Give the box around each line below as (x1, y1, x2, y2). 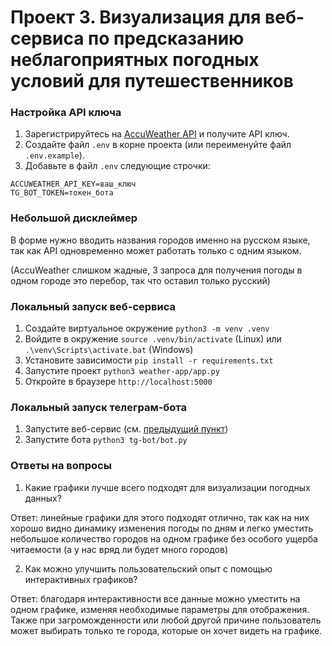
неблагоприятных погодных (10, 49, 260, 71)
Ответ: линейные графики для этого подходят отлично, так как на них (10, 511, 310, 523)
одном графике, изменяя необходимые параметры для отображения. (10, 603, 310, 615)
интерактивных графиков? (24, 573, 138, 585)
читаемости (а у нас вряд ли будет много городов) (10, 543, 229, 555)
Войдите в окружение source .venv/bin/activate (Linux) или (24, 333, 282, 345)
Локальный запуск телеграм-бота (10, 401, 187, 414)
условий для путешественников (10, 70, 294, 93)
